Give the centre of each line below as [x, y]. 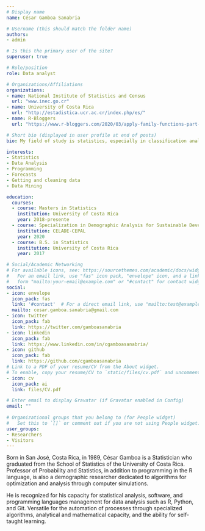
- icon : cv [20, 378]
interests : [20, 152]
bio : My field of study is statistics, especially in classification [97, 141]
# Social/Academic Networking [45, 265]
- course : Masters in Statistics [54, 208]
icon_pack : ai [30, 384]
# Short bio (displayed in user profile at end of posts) [81, 135]
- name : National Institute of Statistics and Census [76, 96]
